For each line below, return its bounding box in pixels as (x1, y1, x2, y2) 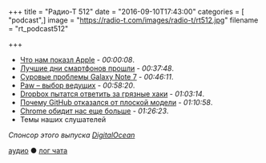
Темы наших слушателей (19, 115, 107, 124)
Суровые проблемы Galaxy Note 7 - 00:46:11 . (19, 72, 174, 81)
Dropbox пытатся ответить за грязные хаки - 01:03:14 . (19, 89, 205, 99)
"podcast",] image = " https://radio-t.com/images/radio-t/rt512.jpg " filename (8, 15, 259, 25)
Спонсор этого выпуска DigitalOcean (8, 130, 135, 140)
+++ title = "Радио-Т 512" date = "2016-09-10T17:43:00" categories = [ (8, 7, 244, 16)
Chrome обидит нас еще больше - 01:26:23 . (19, 106, 169, 116)
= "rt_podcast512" (8, 24, 69, 33)
